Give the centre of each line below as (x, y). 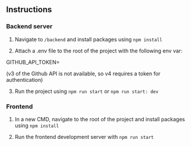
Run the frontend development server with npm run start (84, 137)
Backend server (29, 26)
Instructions (29, 10)
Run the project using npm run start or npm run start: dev (86, 91)
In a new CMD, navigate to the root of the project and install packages (100, 119)
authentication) (25, 79)
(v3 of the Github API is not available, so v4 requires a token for (83, 74)
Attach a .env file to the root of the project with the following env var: (98, 51)
